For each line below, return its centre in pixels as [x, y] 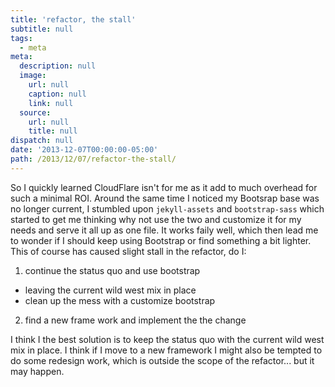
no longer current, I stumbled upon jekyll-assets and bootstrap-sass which [167, 208]
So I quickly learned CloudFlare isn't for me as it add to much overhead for [164, 187]
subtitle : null [42, 29]
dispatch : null [42, 141]
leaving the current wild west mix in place [110, 290]
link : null [51, 103]
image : [33, 76]
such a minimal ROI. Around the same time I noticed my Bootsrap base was [165, 198]
